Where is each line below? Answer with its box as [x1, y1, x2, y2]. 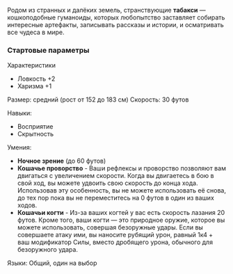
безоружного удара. [17, 245, 79, 254]
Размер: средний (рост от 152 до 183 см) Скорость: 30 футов [7, 95, 189, 104]
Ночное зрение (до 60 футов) [17, 156, 106, 166]
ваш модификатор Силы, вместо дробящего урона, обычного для [17, 238, 214, 246]
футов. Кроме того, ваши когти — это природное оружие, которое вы [17, 216, 225, 225]
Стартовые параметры [7, 45, 90, 55]
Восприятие [17, 122, 54, 131]
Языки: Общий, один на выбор [7, 259, 97, 267]
